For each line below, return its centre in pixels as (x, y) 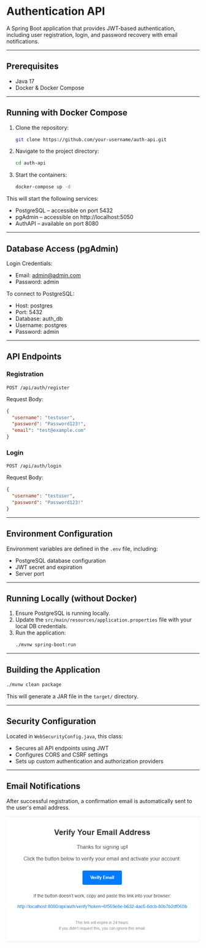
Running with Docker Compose (67, 113)
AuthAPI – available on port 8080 (57, 224)
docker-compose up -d (43, 187)
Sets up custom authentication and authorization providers (89, 761)
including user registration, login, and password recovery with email (92, 34)
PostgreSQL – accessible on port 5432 (64, 210)
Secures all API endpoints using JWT (62, 748)
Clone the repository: (42, 128)
